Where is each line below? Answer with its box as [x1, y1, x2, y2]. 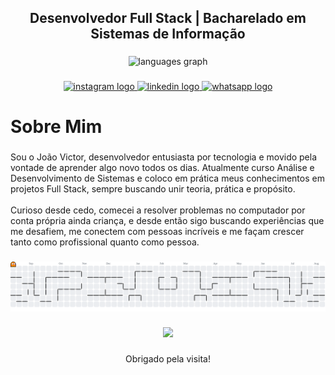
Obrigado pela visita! [125, 353, 211, 365]
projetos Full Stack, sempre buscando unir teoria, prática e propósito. [10, 183, 296, 195]
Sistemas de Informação [90, 26, 246, 43]
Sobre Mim [10, 116, 103, 138]
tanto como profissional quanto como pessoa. [10, 236, 200, 248]
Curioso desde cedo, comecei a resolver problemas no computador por [10, 204, 306, 216]
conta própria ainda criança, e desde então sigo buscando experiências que [10, 215, 325, 227]
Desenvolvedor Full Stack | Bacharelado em [29, 10, 307, 27]
